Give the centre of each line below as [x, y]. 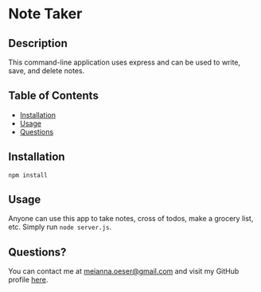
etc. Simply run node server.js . [60, 227]
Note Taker [45, 14]
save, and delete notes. [47, 71]
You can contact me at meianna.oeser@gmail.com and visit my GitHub [124, 271]
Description [38, 43]
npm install [28, 175]
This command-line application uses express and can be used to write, [125, 62]
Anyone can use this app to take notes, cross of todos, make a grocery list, [131, 219]
